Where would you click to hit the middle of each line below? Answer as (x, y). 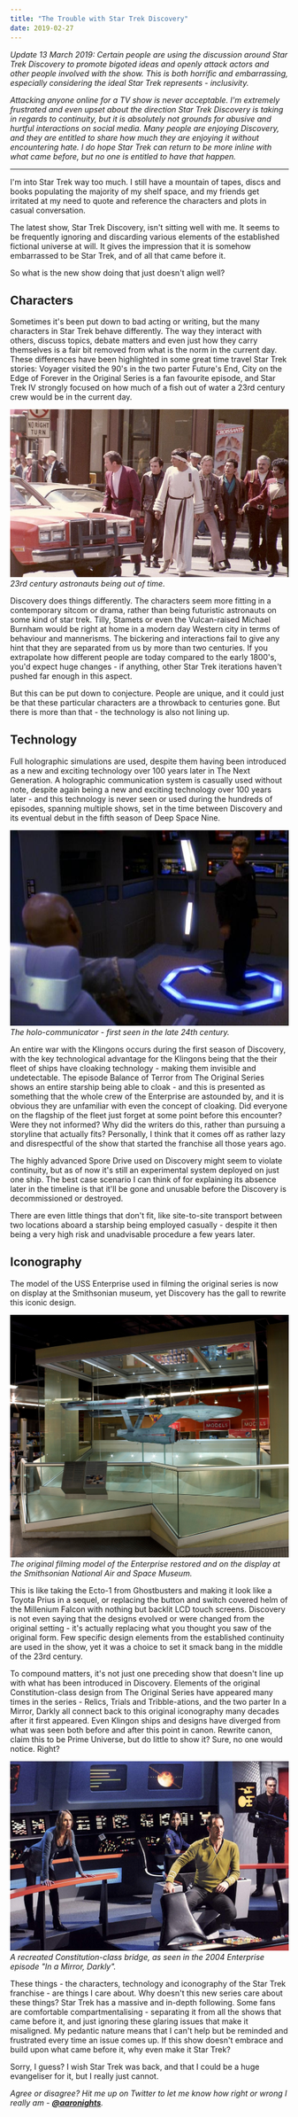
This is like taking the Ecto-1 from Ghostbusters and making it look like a (141, 1591)
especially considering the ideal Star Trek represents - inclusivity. (130, 82)
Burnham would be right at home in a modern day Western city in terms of (145, 628)
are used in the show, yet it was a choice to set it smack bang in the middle (147, 1647)
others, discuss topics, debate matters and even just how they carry (134, 340)
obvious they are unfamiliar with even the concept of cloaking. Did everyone (149, 1105)
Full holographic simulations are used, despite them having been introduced (148, 761)
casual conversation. (48, 210)
